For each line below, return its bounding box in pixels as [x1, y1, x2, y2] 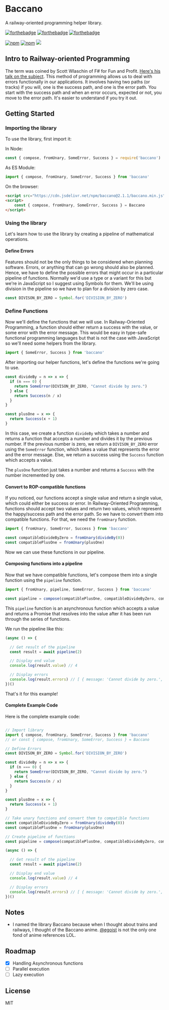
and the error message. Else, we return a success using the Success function [5, 451, 164, 457]
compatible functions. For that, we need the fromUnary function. [5, 516, 137, 522]
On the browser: [5, 184, 39, 190]
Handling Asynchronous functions [12, 960, 83, 967]
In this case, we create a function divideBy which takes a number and [5, 430, 149, 436]
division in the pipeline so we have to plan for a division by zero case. [5, 286, 149, 292]
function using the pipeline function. [5, 577, 82, 583]
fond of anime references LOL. [12, 932, 76, 938]
